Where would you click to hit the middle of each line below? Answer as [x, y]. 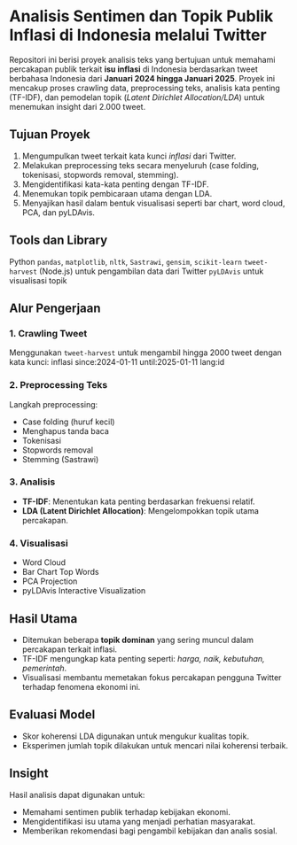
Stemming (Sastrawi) [60, 459]
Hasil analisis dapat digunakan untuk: [77, 795]
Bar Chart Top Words [60, 572]
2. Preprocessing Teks [59, 385]
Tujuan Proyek [50, 135]
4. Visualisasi [39, 543]
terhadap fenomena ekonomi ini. [81, 686]
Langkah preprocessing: [54, 404]
